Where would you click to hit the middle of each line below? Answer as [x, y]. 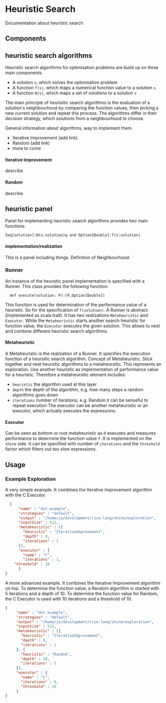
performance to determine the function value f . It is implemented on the [79, 438]
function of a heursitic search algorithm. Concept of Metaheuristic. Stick [79, 359]
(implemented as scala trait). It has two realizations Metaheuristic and [77, 315]
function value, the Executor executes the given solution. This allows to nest [83, 326]
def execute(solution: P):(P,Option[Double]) [57, 295]
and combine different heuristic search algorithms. [57, 331]
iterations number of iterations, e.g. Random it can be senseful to [80, 400]
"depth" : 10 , [35, 659]
